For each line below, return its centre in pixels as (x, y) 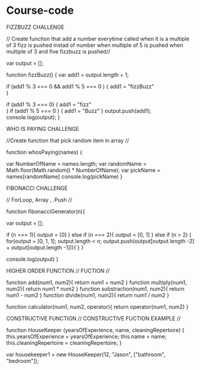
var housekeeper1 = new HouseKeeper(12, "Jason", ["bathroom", (86, 354)
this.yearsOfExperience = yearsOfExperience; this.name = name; (87, 336)
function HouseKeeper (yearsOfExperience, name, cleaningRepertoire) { (95, 330)
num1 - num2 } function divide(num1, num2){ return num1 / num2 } (88, 295)
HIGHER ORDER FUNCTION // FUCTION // (58, 270)
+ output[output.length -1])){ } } (45, 247)
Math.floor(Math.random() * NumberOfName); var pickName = (83, 170)
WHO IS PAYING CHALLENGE (43, 129)
